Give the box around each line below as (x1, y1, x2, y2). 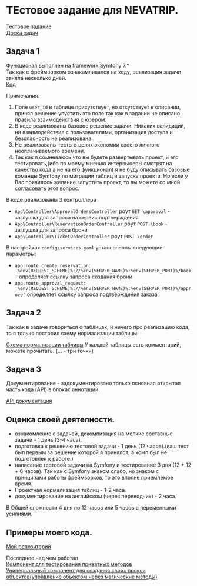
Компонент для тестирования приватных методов (6, 561, 132, 568)
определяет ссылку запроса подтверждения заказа (26, 291, 158, 298)
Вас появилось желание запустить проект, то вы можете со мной (14, 178, 181, 185)
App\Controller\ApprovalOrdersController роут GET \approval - (14, 207, 171, 215)
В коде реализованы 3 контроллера (6, 196, 96, 203)
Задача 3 (6, 364, 42, 374)
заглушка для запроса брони (14, 226, 88, 233)
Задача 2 (6, 308, 41, 318)
